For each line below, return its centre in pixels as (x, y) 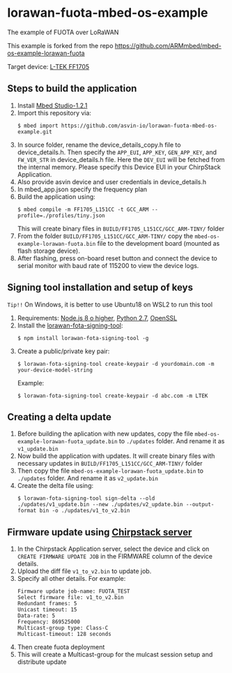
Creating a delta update (59, 417)
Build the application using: (56, 196)
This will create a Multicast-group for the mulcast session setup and (115, 655)
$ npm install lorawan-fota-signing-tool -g (83, 338)
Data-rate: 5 (36, 616)
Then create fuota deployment (61, 647)
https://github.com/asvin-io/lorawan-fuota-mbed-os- (139, 126)
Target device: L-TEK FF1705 (48, 66)
